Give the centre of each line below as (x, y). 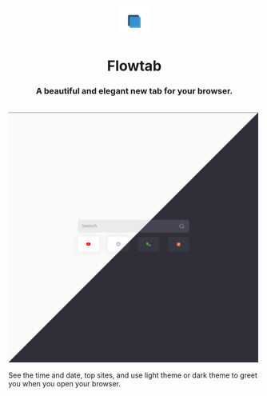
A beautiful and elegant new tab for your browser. (134, 91)
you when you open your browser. (65, 384)
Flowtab (134, 66)
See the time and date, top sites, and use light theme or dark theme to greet (133, 375)
